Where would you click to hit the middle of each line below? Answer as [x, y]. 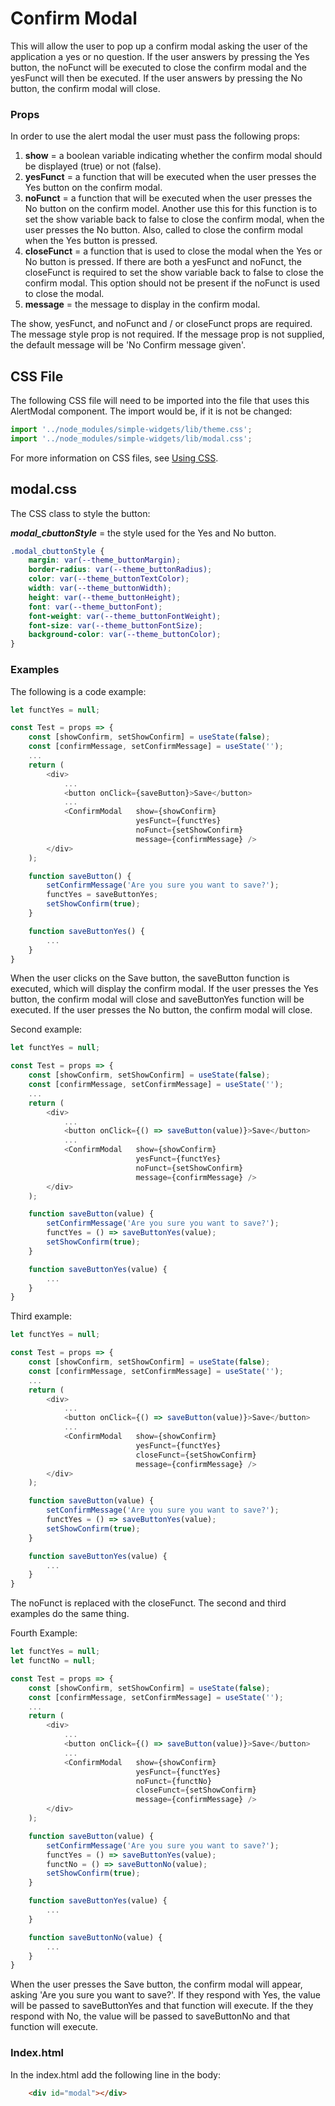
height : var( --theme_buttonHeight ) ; [105, 597]
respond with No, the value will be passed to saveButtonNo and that [150, 2016]
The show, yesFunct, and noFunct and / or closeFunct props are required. [161, 324]
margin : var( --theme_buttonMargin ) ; [105, 560]
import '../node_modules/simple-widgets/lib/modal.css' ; [131, 438]
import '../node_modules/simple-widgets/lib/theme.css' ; [131, 430]
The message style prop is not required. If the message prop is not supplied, [167, 334]
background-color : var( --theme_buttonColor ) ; [125, 635]
